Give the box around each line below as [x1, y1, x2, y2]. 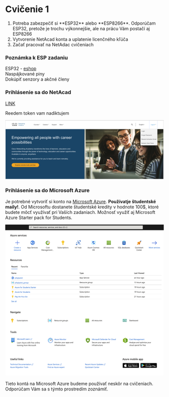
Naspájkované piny [5, 71, 45, 77]
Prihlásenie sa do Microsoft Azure [5, 187, 90, 194]
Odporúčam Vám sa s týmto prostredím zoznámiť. [5, 386, 109, 392]
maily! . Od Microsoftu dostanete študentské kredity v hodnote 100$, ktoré [5, 204, 159, 210]
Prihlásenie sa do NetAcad [5, 89, 71, 96]
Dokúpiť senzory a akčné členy [5, 76, 69, 83]
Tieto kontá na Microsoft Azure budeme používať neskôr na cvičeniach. [5, 380, 153, 386]
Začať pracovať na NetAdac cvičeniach [12, 41, 94, 47]
